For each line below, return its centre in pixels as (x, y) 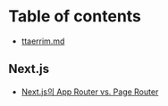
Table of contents (75, 16)
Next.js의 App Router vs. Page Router (90, 92)
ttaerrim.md (43, 41)
